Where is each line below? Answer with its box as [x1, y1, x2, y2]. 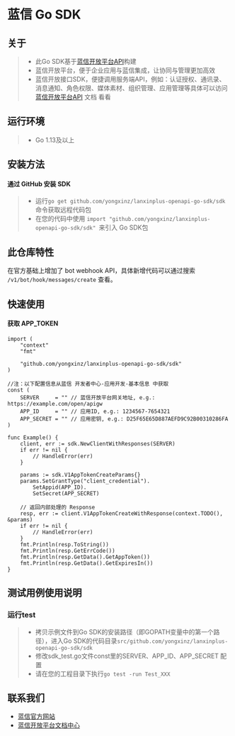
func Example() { [7, 434, 59, 441]
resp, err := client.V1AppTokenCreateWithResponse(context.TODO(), [20, 509, 223, 517]
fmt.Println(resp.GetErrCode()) [20, 547, 115, 554]
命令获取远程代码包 [35, 205, 92, 214]
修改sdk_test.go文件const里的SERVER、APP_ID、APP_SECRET [35, 651, 219, 660]
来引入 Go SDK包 [98, 223, 149, 232]
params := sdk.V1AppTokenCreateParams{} [20, 471, 141, 478]
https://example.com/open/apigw [7, 400, 103, 407]
